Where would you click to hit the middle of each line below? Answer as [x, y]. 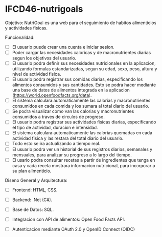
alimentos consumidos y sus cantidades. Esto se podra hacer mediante [84, 85]
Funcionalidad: [20, 37]
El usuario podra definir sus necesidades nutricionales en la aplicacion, [84, 63]
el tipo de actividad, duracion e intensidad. [55, 128]
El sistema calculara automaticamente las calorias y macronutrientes [81, 101]
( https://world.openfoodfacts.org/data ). [52, 95]
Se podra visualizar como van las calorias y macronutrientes [73, 111]
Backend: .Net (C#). [32, 200]
